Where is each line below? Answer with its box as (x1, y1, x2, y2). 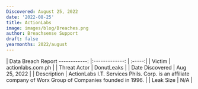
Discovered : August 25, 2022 (6, 8, 78, 15)
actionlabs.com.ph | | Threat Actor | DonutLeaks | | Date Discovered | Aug (6, 64, 187, 71)
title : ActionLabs (6, 19, 52, 25)
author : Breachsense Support (6, 31, 78, 37)
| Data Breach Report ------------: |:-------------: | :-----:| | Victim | (6, 57, 171, 65)
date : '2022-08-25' (6, 14, 55, 20)
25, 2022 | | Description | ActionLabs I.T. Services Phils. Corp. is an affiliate (6, 70, 190, 77)
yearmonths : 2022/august (6, 42, 68, 48)
